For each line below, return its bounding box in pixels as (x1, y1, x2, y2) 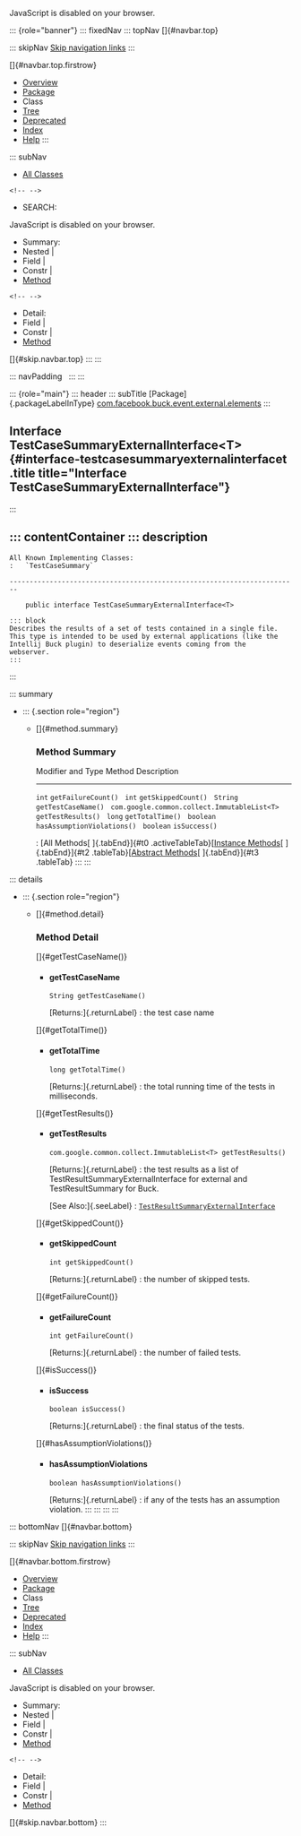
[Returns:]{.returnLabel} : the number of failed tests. (48, 1348, 242, 1358)
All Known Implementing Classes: (9, 553, 134, 563)
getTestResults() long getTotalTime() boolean (35, 812, 217, 821)
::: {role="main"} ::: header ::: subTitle (9, 389, 148, 399)
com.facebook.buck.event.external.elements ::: (97, 398, 271, 409)
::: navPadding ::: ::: (9, 371, 85, 382)
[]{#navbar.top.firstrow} (9, 60, 97, 70)
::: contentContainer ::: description (9, 530, 209, 545)
